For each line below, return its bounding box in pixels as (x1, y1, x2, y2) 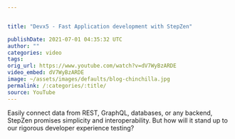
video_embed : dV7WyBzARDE (7, 69, 84, 76)
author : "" (7, 42, 40, 50)
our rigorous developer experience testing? (7, 123, 135, 132)
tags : (7, 56, 23, 63)
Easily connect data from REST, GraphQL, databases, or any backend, (7, 108, 213, 117)
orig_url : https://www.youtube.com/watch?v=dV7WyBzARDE (7, 62, 177, 70)
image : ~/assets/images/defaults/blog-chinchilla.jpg (7, 76, 171, 83)
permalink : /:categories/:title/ (7, 82, 107, 89)
